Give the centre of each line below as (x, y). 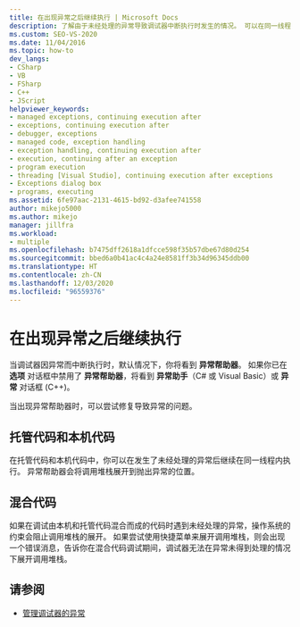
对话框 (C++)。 (47, 387)
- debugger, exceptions (54, 134)
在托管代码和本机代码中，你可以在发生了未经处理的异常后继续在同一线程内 (146, 460)
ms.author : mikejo (43, 217)
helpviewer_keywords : (50, 109)
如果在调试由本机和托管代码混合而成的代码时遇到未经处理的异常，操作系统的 (150, 526)
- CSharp (25, 68)
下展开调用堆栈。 (41, 559)
